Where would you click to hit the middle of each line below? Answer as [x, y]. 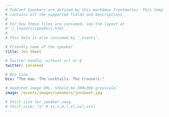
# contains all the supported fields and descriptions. [65, 15]
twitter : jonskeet [24, 65]
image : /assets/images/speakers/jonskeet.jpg [54, 93]
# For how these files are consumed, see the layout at [65, 24]
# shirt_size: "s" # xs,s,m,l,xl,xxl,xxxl [50, 106]
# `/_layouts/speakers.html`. [37, 29]
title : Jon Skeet [23, 51]
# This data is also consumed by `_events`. [53, 38]
